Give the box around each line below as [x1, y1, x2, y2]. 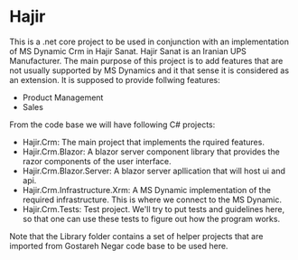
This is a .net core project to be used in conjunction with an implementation [9, 36, 290, 47]
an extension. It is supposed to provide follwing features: [9, 74, 221, 85]
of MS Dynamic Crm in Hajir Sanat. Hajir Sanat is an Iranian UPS [9, 45, 247, 56]
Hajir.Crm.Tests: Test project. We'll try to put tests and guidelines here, [22, 203, 285, 214]
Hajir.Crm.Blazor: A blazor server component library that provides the [22, 146, 280, 157]
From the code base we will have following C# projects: [9, 119, 216, 130]
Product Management [22, 92, 104, 103]
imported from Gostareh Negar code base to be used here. [9, 240, 228, 251]
